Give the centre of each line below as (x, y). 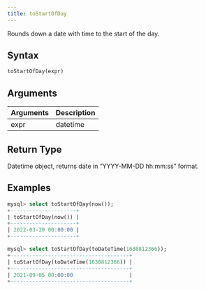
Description (75, 113)
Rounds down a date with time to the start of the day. (83, 33)
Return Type (35, 150)
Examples (29, 188)
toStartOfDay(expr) (36, 71)
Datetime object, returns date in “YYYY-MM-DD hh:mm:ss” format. (103, 166)
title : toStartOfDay (37, 14)
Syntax (23, 55)
